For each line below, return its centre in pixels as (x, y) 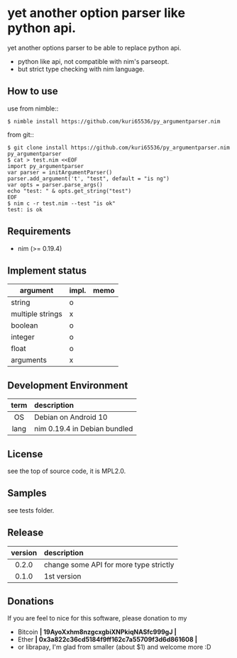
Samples (27, 493)
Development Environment (68, 385)
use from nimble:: (33, 108)
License (25, 454)
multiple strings (37, 314)
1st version (62, 576)
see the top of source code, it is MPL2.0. (67, 471)
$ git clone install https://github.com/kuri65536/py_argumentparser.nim (119, 147)
